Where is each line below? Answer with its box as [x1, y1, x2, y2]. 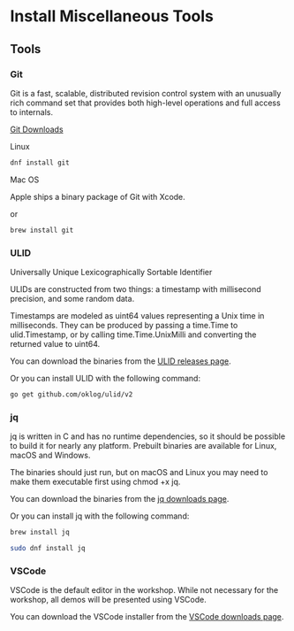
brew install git [10, 226, 74, 235]
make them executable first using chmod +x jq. [10, 476, 181, 488]
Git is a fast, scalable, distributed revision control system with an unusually [10, 88, 282, 98]
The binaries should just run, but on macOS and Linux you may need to [10, 467, 268, 478]
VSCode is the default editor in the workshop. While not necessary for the [10, 585, 279, 596]
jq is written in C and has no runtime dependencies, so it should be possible [10, 431, 286, 442]
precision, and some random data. [10, 293, 135, 304]
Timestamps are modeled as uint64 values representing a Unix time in [10, 310, 265, 320]
